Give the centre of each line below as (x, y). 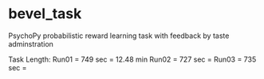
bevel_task (45, 14)
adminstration (31, 43)
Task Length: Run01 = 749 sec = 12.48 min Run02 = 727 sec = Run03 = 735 (132, 59)
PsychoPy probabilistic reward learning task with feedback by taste (119, 36)
